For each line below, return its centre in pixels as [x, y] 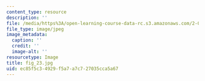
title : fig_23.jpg [30, 63]
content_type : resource [37, 12]
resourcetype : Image [33, 57]
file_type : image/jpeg [35, 29]
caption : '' [27, 40]
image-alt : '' [30, 52]
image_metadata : [27, 35]
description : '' [27, 18]
